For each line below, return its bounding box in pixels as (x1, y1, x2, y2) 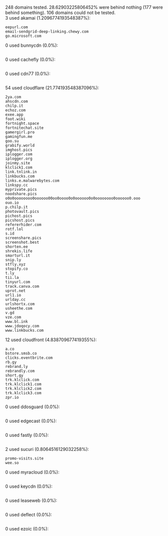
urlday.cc (5, 297, 26, 302)
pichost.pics (5, 213, 33, 218)
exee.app (5, 112, 24, 117)
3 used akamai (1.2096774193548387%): (5, 15, 91, 21)
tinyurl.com (5, 279, 30, 284)
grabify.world (5, 143, 35, 148)
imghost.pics (5, 147, 33, 152)
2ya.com (5, 95, 22, 100)
